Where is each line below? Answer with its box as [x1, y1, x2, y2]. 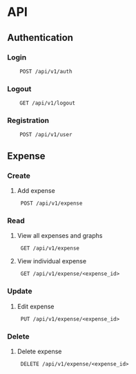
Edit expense [17, 302, 55, 310]
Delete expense [17, 347, 62, 356]
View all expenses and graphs [17, 232, 103, 240]
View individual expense [17, 257, 87, 265]
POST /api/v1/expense [20, 200, 83, 207]
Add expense [17, 187, 55, 195]
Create [7, 171, 31, 180]
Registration [7, 115, 50, 125]
